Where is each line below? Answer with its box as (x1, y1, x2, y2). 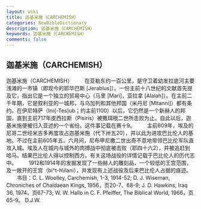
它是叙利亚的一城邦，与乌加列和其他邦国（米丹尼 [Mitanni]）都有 (26, 99, 187, 106)
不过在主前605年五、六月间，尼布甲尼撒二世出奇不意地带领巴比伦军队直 (16, 137, 194, 144)
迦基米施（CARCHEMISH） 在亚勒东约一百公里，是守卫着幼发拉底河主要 (6, 77, 195, 84)
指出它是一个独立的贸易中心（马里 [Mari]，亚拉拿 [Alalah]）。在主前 (22, 92, 187, 99)
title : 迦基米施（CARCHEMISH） (6, 14, 79, 20)
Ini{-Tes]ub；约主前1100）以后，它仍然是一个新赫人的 (47, 107, 181, 114)
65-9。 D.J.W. (6, 196, 41, 204)
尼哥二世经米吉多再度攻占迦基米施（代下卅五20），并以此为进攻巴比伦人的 (6, 129, 188, 136)
